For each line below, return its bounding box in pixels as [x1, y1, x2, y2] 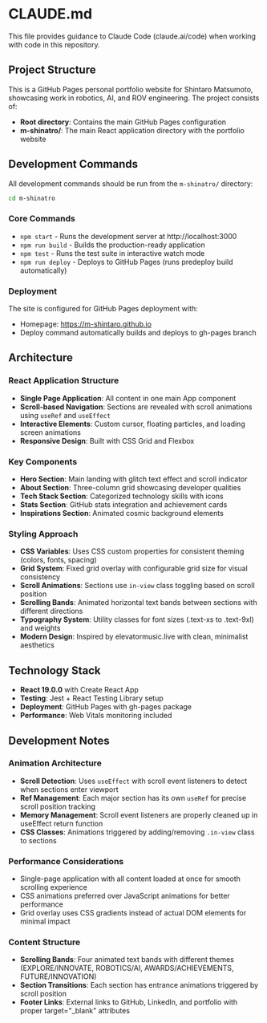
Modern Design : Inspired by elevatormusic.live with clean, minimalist [19, 631, 249, 642]
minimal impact [19, 916, 71, 927]
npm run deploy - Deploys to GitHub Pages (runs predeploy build [19, 257, 234, 266]
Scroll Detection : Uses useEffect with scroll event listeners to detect [19, 776, 248, 786]
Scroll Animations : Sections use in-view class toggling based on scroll [19, 581, 255, 591]
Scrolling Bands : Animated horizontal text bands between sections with [19, 598, 258, 607]
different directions [19, 607, 83, 616]
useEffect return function [19, 818, 103, 828]
